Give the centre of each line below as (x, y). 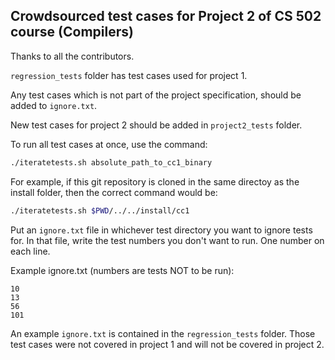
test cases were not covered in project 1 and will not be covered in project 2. (167, 344)
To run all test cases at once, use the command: (109, 144)
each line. (30, 251)
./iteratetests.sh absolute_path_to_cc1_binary (111, 162)
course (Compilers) (72, 32)
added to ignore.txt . (54, 105)
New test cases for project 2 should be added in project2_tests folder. (156, 125)
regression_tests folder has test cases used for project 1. (129, 75)
